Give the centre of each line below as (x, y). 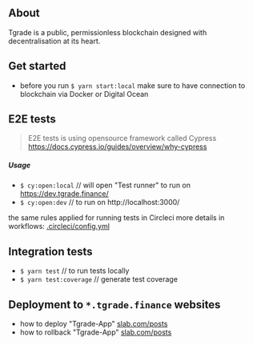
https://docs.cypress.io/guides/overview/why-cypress (117, 146)
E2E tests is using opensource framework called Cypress (122, 138)
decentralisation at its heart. (54, 41)
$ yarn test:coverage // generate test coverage (99, 279)
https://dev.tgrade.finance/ (64, 194)
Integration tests (51, 251)
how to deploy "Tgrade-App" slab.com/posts (94, 324)
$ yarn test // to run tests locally (74, 271)
